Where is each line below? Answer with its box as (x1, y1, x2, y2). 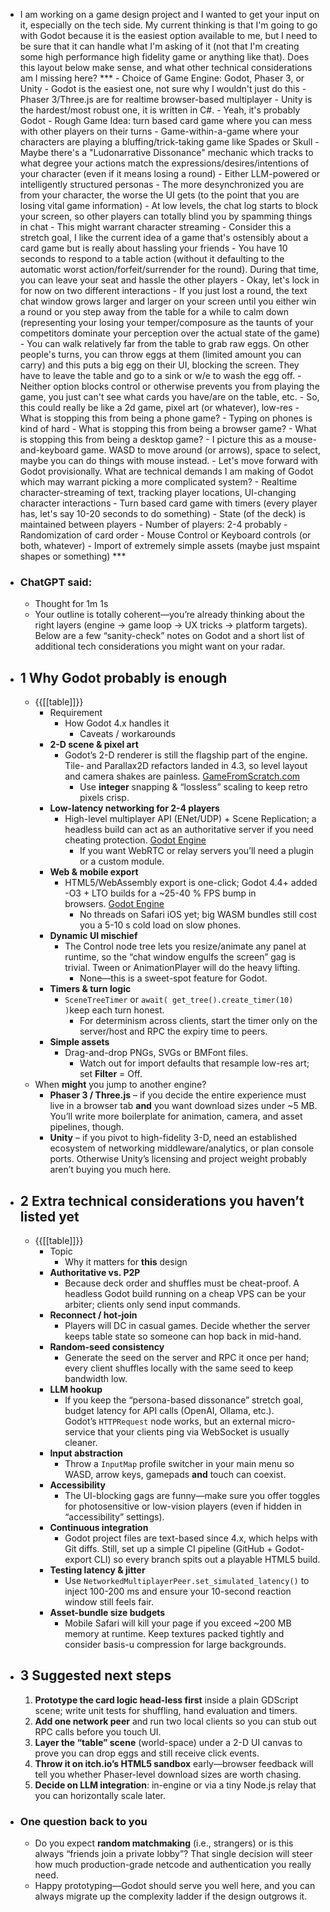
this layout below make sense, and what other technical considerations (19, 62, 313, 73)
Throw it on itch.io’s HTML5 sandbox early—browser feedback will (34, 1757, 314, 1769)
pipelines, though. (49, 1121, 125, 1133)
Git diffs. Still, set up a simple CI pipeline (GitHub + (64, 1542, 273, 1554)
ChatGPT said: (19, 575, 93, 589)
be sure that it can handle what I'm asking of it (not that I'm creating (19, 40, 300, 52)
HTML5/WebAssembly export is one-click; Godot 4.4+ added (64, 877, 318, 889)
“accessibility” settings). (64, 1510, 165, 1523)
